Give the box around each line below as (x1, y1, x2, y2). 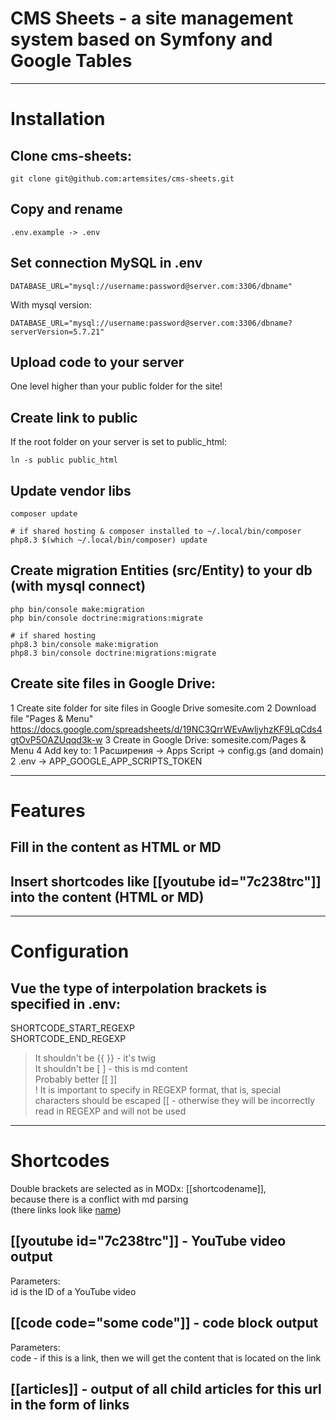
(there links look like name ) (10, 1203, 122, 1216)
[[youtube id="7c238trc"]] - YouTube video (10, 1233, 287, 1250)
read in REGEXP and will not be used (34, 1105, 187, 1117)
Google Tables (10, 50, 133, 72)
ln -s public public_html (10, 455, 118, 466)
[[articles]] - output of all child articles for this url (10, 1380, 322, 1397)
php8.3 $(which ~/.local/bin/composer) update (10, 535, 208, 545)
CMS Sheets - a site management (10, 7, 294, 30)
